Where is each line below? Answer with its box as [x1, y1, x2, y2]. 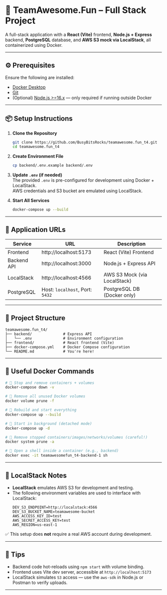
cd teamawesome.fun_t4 [12, 144, 60, 149]
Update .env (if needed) [12, 172, 63, 178]
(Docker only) [103, 291, 136, 298]
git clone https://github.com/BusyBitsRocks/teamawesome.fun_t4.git [12, 139, 158, 145]
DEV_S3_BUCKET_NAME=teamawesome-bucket [12, 509, 95, 514]
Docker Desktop [12, 84, 46, 90]
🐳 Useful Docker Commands [5, 367, 94, 375]
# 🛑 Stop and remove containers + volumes [5, 380, 94, 385]
